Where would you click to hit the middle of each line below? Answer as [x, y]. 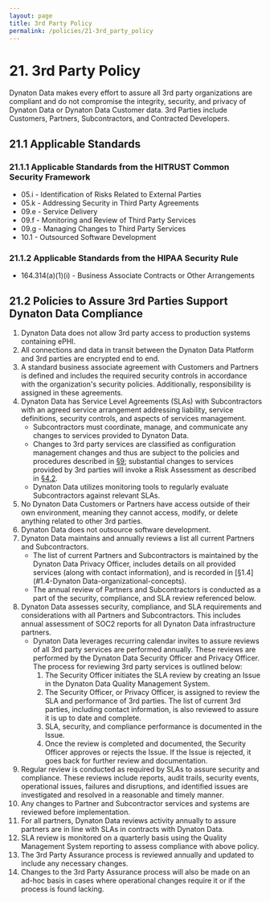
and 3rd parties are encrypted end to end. [90, 358]
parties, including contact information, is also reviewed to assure [152, 710]
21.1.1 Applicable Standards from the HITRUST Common [119, 167]
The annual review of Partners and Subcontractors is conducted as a [147, 590]
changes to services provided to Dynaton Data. [111, 436]
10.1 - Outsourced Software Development [88, 237]
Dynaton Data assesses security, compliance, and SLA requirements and [141, 607]
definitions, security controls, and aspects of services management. [133, 419]
